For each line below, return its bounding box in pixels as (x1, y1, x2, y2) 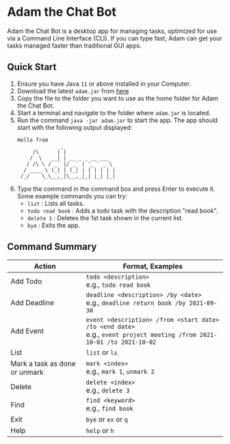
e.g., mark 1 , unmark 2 (86, 366, 155, 376)
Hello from (16, 137, 49, 143)
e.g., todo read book (86, 279, 151, 289)
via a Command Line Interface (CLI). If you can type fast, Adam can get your (7, 34, 222, 42)
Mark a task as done (10, 358, 76, 368)
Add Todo (10, 276, 42, 285)
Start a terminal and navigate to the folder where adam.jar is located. (16, 108, 211, 117)
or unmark (10, 367, 44, 377)
